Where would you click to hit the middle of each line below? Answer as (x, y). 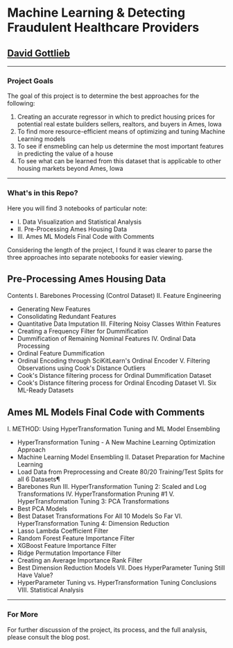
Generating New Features (54, 309)
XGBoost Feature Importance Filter (67, 546)
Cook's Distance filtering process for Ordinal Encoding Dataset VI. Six (117, 383)
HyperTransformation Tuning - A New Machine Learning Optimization (116, 442)
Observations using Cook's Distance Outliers (81, 368)
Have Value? (35, 575)
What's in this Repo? (43, 193)
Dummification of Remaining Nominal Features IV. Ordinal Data (106, 339)
